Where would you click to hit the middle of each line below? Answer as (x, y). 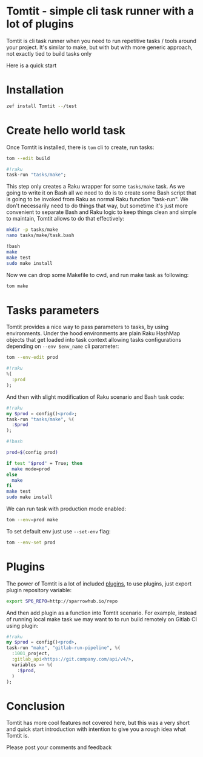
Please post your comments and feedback (59, 747)
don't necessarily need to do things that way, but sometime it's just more (97, 206)
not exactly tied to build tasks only (49, 53)
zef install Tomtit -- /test (42, 106)
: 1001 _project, (31, 654)
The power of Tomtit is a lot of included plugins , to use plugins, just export (99, 584)
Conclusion (36, 706)
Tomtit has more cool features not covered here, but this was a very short (98, 723)
